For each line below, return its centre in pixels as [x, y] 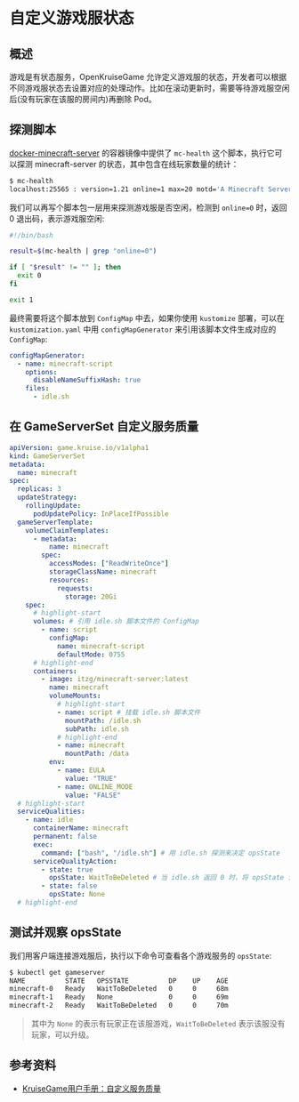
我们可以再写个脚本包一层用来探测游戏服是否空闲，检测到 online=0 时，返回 [148, 207]
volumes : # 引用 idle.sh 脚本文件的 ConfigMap [116, 622]
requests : [75, 588]
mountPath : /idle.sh [103, 720]
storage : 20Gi [91, 597]
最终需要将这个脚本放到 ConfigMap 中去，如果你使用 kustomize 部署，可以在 [147, 318]
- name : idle [49, 820]
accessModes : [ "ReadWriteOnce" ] [109, 564]
